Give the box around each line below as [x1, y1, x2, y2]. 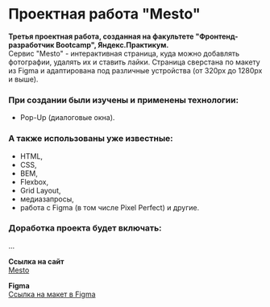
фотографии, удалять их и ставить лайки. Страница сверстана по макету [8, 57, 260, 67]
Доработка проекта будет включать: [8, 222, 163, 234]
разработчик [8, 39, 55, 49]
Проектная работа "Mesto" [8, 5, 201, 23]
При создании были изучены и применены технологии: [8, 94, 239, 106]
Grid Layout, [19, 185, 62, 195]
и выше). [8, 74, 39, 84]
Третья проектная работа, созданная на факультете [8, 31, 194, 41]
